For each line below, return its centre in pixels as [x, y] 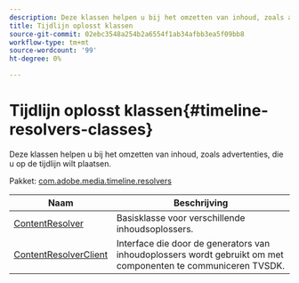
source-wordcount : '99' [53, 51]
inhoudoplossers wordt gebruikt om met [200, 255]
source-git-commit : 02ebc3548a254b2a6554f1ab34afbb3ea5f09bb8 [127, 34]
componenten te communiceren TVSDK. [201, 265]
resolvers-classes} [81, 129]
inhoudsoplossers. [155, 229]
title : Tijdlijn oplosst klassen [71, 26]
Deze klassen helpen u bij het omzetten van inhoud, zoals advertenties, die [146, 154]
